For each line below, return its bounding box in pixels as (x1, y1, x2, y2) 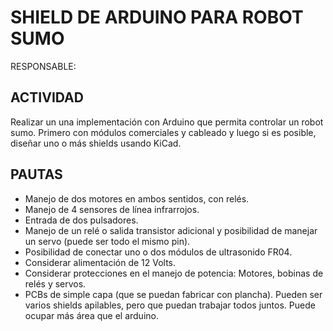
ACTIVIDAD (10, 89, 84, 106)
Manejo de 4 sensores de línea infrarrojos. (24, 203, 200, 215)
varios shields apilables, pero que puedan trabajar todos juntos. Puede (24, 299, 316, 311)
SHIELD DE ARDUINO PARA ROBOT (10, 6, 304, 29)
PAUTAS (10, 166, 63, 183)
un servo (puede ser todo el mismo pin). (24, 235, 191, 247)
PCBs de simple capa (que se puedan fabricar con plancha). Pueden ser (24, 288, 323, 300)
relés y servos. (24, 277, 87, 290)
